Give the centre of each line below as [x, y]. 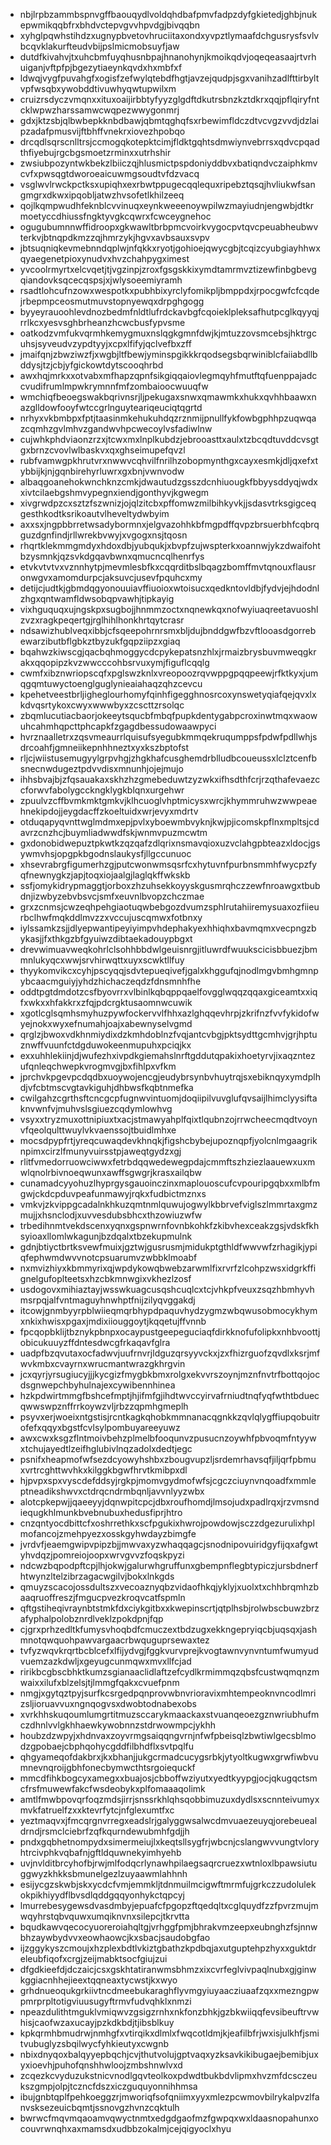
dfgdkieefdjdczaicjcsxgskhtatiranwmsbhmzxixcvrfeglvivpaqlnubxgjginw [168, 1969]
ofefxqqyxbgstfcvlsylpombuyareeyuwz [100, 1427]
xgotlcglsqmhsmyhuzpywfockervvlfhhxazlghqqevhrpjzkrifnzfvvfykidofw [169, 1013]
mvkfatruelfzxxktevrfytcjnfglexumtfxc [97, 1810]
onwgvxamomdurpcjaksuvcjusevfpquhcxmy [111, 577]
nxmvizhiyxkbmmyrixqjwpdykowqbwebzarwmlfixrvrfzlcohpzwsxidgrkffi [168, 1268]
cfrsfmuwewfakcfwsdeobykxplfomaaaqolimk [112, 1788]
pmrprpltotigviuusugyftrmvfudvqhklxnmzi [105, 2001]
